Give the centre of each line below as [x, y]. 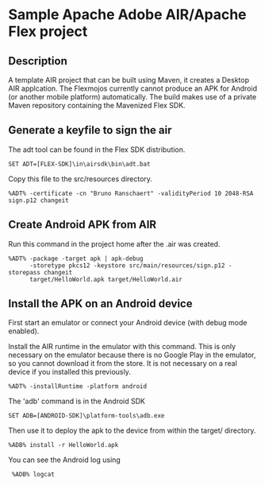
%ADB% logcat [33, 475]
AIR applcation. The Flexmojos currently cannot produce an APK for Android [133, 88]
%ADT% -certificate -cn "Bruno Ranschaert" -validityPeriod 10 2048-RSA [131, 193]
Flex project [48, 31]
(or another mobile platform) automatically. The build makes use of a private [132, 97]
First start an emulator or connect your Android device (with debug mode [128, 323]
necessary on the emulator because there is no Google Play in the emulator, [132, 355]
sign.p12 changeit [38, 200]
